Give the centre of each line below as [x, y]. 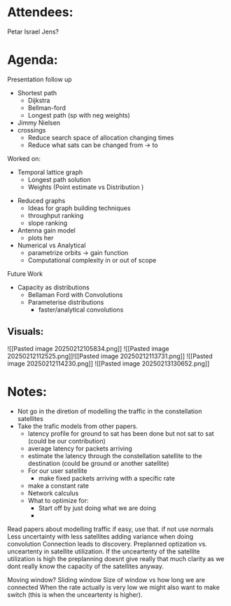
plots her [41, 237]
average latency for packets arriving [80, 448]
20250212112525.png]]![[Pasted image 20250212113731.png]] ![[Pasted [110, 356]
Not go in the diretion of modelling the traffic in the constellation [110, 411]
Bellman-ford [47, 108]
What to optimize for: [58, 500]
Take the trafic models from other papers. [77, 426]
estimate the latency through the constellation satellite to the [115, 455]
